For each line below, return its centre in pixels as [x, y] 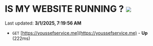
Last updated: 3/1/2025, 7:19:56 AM [43, 23]
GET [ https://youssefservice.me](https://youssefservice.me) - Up [80, 33]
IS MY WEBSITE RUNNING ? [65, 9]
